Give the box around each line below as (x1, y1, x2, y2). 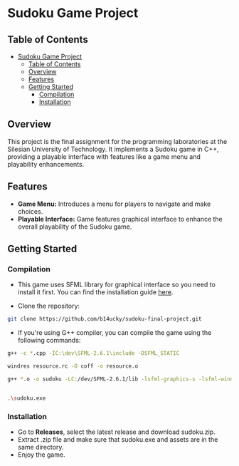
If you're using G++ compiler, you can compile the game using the (17, 328, 212, 337)
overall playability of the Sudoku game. (17, 222, 132, 231)
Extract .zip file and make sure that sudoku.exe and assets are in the (17, 435, 218, 443)
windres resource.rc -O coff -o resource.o (7, 363, 139, 370)
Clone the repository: (17, 301, 80, 311)
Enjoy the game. (17, 450, 65, 459)
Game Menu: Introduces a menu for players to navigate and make (17, 200, 211, 208)
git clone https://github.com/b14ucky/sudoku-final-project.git (7, 316, 202, 323)
